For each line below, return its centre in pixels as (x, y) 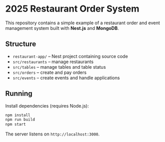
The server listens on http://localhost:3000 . (53, 134)
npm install (18, 115)
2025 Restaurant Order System (72, 9)
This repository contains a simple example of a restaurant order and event (82, 23)
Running (19, 94)
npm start (16, 124)
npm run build (20, 120)
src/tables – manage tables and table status (59, 67)
